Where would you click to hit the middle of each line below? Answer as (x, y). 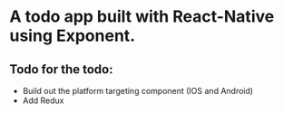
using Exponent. (73, 36)
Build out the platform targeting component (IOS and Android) (138, 91)
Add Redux (43, 100)
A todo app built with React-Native (142, 17)
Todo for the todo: (61, 69)
